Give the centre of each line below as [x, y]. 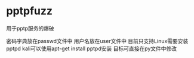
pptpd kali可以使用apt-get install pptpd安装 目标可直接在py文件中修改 [92, 48]
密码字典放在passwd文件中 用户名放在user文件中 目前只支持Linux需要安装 [97, 41]
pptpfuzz [29, 11]
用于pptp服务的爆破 [30, 28]
